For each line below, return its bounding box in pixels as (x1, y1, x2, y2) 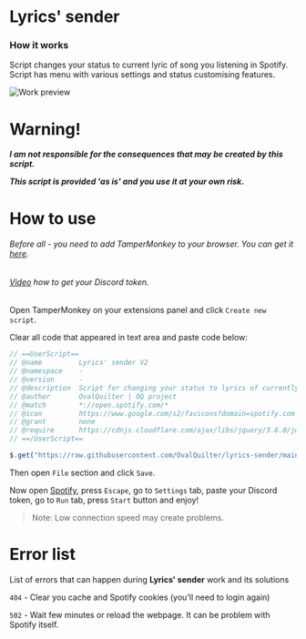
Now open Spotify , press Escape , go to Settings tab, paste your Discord (9, 484, 278, 495)
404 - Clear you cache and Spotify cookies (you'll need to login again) (9, 592, 270, 603)
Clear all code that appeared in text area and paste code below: (9, 332, 249, 343)
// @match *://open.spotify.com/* (9, 401, 169, 410)
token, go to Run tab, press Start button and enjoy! (9, 494, 199, 505)
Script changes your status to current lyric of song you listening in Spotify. (9, 59, 289, 70)
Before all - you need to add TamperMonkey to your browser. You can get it (9, 238, 294, 249)
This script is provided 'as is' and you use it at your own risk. (9, 176, 245, 188)
